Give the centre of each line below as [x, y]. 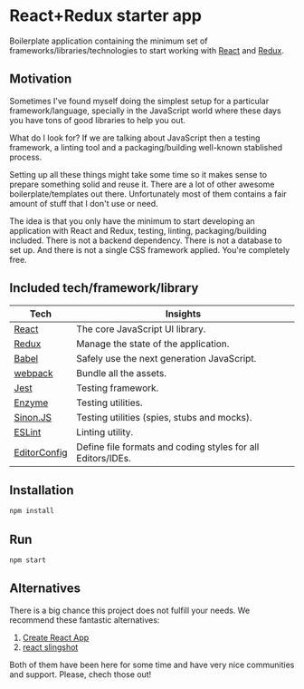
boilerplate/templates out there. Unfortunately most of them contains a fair [148, 194]
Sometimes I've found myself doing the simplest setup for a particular [139, 101]
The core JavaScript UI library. [141, 329]
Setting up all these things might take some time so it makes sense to [138, 174]
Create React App [56, 637]
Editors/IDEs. [104, 458]
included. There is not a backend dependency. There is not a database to [146, 240]
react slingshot [50, 647]
